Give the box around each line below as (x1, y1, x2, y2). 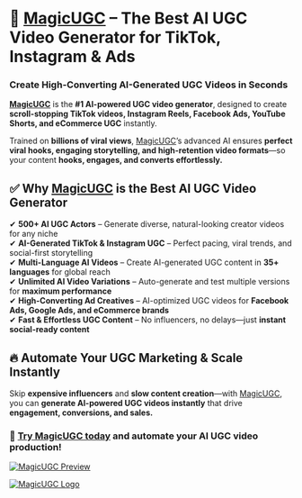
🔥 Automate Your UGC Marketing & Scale (9, 350, 244, 366)
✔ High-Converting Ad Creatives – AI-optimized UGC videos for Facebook (9, 295, 289, 306)
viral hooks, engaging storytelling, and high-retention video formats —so (9, 145, 286, 156)
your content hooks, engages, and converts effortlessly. (9, 155, 223, 166)
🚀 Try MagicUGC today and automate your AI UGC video (9, 430, 259, 442)
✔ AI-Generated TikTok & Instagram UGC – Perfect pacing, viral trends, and (9, 238, 292, 249)
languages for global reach (9, 267, 111, 277)
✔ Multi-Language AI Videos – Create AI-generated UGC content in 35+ (9, 257, 280, 268)
